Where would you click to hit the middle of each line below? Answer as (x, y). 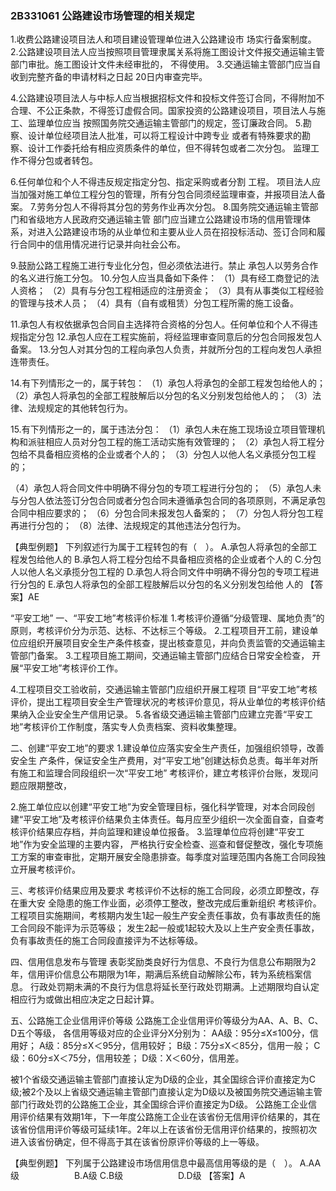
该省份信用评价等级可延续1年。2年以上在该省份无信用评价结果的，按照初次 (164, 1129)
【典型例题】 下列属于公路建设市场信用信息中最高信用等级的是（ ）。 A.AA (166, 1163)
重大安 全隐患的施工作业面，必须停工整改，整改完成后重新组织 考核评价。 (170, 903)
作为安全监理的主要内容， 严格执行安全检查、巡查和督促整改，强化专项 (169, 844)
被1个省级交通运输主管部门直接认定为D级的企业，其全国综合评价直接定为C (163, 1079)
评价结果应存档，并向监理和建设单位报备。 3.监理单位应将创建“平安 (157, 832)
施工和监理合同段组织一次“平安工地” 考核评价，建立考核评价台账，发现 (164, 773)
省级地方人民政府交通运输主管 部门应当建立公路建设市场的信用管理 (164, 219)
